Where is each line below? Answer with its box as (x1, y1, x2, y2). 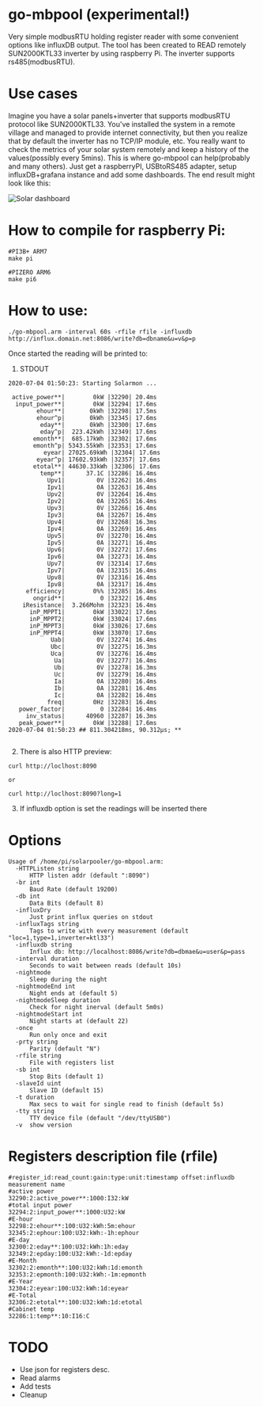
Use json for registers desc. (19, 1364, 111, 1374)
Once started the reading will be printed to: (8, 349, 148, 358)
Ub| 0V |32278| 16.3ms (54, 663, 157, 671)
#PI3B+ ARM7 (8, 247, 47, 255)
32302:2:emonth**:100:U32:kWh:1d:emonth (8, 1264, 144, 1272)
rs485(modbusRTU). (8, 57, 75, 67)
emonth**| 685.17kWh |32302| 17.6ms (32, 434, 157, 443)
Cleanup (19, 1390, 47, 1399)
